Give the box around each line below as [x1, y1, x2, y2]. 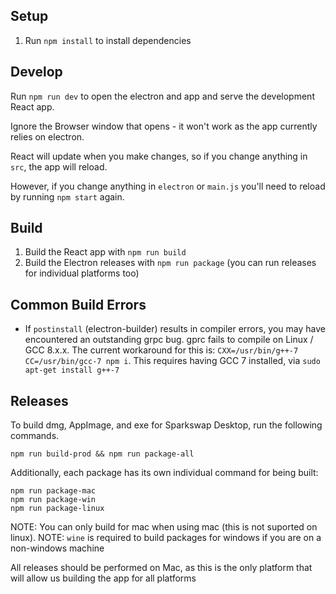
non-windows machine [10, 542, 105, 554]
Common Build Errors [10, 296, 147, 313]
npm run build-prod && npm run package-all [10, 449, 195, 459]
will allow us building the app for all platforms [10, 572, 197, 584]
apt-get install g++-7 [24, 365, 120, 376]
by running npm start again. [10, 190, 125, 203]
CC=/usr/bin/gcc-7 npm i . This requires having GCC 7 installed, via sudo [24, 355, 321, 367]
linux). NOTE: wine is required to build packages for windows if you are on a [10, 532, 322, 544]
